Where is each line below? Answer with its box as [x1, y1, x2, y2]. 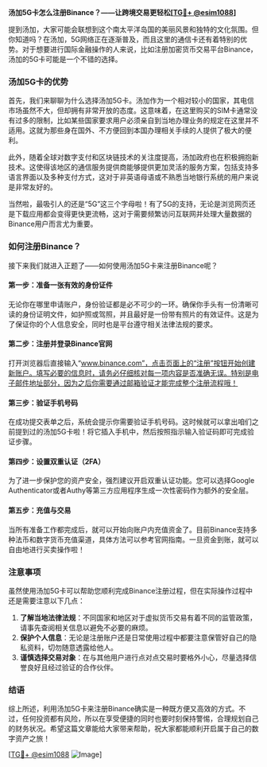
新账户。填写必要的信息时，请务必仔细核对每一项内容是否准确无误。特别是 [8, 368, 252, 377]
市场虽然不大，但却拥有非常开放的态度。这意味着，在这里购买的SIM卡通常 [8, 106, 251, 115]
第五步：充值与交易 [8, 505, 72, 515]
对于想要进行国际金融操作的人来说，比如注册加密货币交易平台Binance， [21, 45, 258, 54]
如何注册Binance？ [8, 241, 82, 252]
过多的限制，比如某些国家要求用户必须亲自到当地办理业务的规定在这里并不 [14, 115, 259, 126]
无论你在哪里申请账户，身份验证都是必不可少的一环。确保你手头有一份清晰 [8, 299, 252, 309]
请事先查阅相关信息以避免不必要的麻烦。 [19, 622, 153, 632]
